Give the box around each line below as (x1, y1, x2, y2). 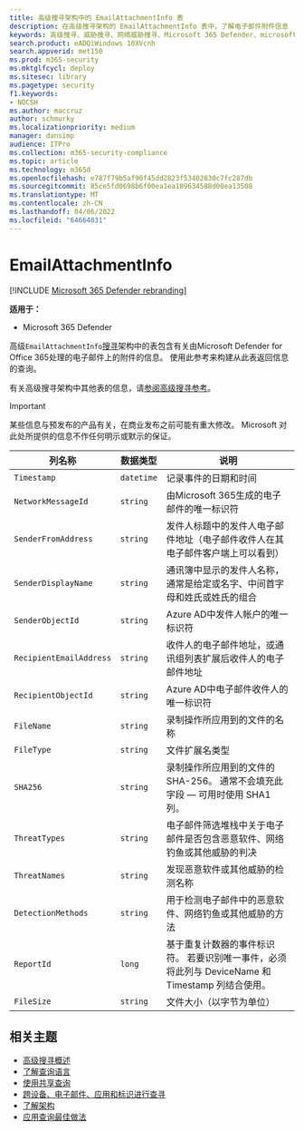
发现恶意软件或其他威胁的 (166, 863, 276, 875)
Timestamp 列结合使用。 (166, 979, 271, 991)
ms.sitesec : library (9, 73, 88, 82)
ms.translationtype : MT (9, 190, 100, 200)
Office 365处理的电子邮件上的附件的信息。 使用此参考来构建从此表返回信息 (9, 351, 290, 363)
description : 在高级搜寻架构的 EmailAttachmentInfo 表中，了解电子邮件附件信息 (9, 22, 290, 31)
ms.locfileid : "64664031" (9, 215, 107, 225)
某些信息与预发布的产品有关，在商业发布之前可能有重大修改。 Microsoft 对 (9, 419, 288, 430)
